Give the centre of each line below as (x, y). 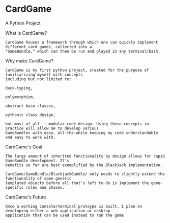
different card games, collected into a (49, 47)
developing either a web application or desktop (58, 211)
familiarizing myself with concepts (44, 75)
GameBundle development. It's (37, 161)
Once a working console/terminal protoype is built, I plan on (74, 206)
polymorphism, (20, 97)
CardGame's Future (26, 197)
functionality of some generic (38, 179)
